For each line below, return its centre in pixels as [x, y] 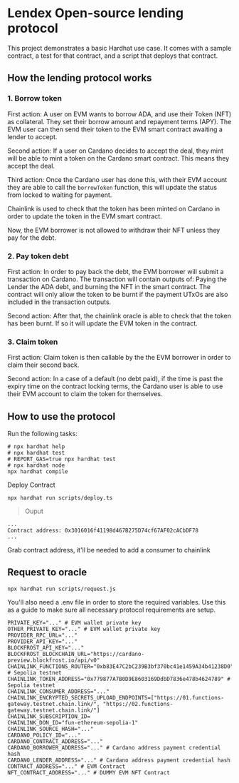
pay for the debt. [32, 238]
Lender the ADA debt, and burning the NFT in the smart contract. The [109, 286]
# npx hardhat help [36, 447]
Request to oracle [47, 572]
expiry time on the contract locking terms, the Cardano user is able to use [115, 386]
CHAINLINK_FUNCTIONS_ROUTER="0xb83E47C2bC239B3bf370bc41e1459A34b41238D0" [121, 666]
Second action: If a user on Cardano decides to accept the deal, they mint [116, 151]
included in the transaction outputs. [59, 302]
